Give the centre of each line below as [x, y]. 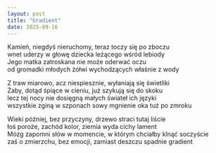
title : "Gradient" [34, 20]
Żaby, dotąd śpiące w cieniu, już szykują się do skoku [85, 91]
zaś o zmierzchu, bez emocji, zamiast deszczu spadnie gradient [100, 142]
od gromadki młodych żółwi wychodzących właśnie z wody [93, 69]
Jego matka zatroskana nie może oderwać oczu [77, 62]
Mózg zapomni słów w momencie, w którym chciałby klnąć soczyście [108, 134]
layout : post [26, 14]
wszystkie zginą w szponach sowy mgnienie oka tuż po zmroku [100, 106]
